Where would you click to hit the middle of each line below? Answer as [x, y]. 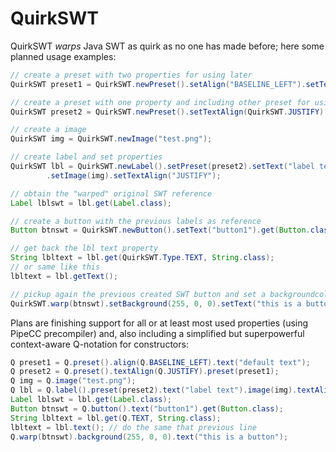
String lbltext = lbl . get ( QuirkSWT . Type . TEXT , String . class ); [142, 258]
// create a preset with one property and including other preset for [160, 102]
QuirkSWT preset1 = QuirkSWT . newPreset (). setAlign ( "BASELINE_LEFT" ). [158, 84]
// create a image [48, 130]
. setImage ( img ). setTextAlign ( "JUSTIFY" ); [134, 175]
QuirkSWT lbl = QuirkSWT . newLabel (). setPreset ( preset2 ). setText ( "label [162, 167]
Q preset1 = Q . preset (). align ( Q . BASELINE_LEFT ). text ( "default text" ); [160, 362]
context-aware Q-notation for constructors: [99, 344]
